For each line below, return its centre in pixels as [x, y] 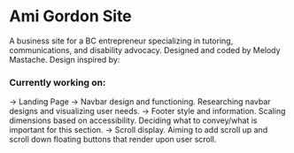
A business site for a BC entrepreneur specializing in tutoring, [121, 41]
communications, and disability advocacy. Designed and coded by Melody [145, 50]
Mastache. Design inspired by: [65, 59]
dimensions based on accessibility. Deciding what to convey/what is [133, 120]
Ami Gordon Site [71, 16]
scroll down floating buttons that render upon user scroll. [113, 140]
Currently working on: [58, 82]
